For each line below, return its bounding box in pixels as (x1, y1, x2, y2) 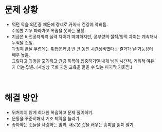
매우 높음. (11, 52, 30, 57)
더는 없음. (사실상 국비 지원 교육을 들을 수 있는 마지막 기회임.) (17, 64, 133, 70)
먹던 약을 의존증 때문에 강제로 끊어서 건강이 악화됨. (11, 21, 108, 27)
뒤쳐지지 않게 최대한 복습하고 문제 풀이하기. (11, 109, 94, 115)
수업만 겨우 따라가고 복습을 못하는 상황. (11, 27, 86, 33)
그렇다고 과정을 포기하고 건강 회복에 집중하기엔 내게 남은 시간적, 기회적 (11, 58, 145, 64)
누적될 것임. (11, 39, 35, 45)
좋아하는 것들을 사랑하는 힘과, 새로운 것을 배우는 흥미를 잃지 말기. (11, 121, 135, 127)
